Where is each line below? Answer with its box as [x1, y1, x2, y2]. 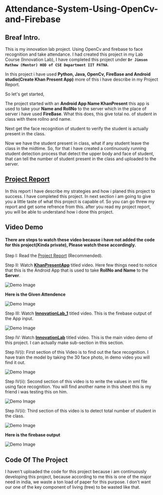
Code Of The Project [5, 455, 68, 464]
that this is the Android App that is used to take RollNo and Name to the [5, 267, 148, 273]
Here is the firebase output [5, 432, 61, 438]
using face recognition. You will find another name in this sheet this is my [5, 384, 152, 389]
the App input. [5, 316, 34, 322]
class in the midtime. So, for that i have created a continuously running [5, 146, 147, 151]
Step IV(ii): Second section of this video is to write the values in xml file [5, 379, 147, 385]
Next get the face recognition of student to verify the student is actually [5, 126, 148, 131]
